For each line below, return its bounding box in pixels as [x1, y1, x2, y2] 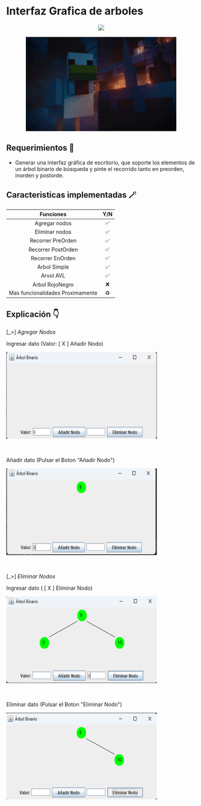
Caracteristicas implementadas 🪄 [6, 190, 137, 200]
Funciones [40, 211, 67, 218]
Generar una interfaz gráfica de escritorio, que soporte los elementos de [14, 158, 196, 166]
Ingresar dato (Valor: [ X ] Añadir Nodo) [6, 340, 104, 347]
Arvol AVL [41, 272, 66, 280]
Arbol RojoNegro [32, 281, 74, 288]
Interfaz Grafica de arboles [6, 4, 144, 18]
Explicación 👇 [6, 309, 60, 320]
